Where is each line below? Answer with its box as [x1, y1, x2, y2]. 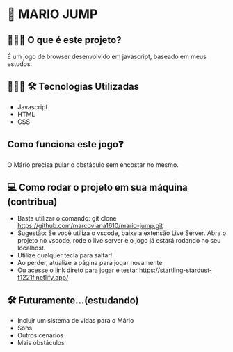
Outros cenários [17, 331, 64, 339]
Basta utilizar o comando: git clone [17, 214, 117, 223]
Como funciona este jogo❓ [7, 138, 124, 150]
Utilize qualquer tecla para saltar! [17, 251, 113, 259]
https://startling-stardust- [138, 266, 212, 274]
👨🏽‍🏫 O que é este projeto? [7, 34, 122, 46]
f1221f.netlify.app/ [17, 273, 69, 282]
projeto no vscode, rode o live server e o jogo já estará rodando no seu [17, 237, 221, 245]
